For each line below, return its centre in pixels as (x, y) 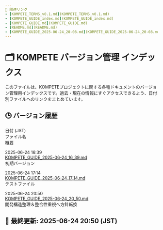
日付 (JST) (16, 130)
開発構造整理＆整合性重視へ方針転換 (41, 204)
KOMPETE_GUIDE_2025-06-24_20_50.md (47, 199)
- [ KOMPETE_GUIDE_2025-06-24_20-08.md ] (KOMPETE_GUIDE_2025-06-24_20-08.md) (83, 32)
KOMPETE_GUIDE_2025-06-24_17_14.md (45, 178)
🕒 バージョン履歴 (31, 116)
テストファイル (20, 184)
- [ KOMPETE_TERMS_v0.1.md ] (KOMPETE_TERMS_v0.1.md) (57, 14)
